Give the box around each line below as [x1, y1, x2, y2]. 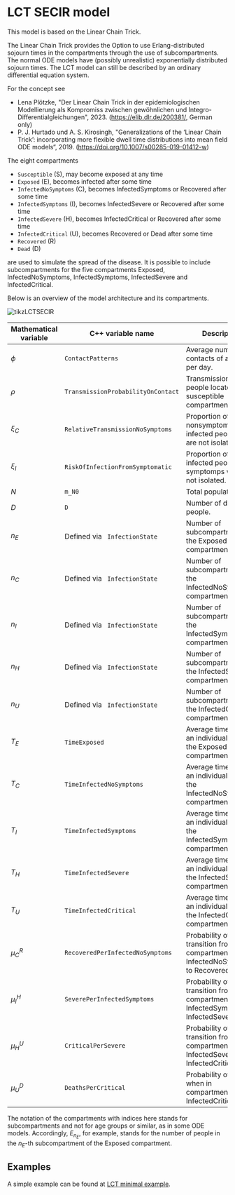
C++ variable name [90, 328, 155, 338]
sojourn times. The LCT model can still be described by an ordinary [7, 63, 201, 72]
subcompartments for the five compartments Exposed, [7, 265, 166, 274]
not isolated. [185, 475, 227, 485]
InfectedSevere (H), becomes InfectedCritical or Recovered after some [17, 215, 222, 223]
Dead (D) [17, 244, 41, 252]
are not [185, 438, 210, 447]
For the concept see [7, 84, 65, 93]
